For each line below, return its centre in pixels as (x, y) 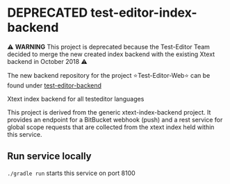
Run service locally (49, 157)
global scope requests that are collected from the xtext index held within (111, 127)
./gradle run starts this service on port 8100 (71, 173)
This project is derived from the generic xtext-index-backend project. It (109, 112)
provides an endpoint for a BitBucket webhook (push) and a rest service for (115, 119)
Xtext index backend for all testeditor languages (76, 99)
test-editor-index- (143, 13)
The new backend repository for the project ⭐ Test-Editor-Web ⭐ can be (109, 75)
